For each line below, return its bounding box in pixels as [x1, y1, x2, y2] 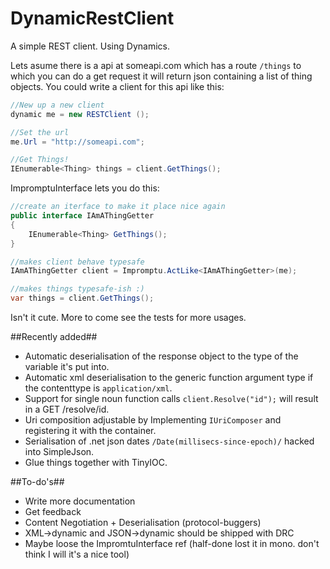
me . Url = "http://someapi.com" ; [10, 137, 145, 147]
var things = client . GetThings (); [10, 293, 155, 304]
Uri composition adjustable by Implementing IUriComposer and [24, 414, 282, 426]
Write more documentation [24, 495, 136, 507]
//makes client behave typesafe [10, 257, 145, 267]
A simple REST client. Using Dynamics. [10, 40, 170, 52]
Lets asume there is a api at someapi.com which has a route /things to [10, 59, 302, 71]
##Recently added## [10, 331, 98, 343]
